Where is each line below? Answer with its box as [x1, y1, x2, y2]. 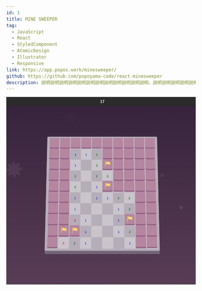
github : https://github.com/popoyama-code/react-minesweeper [6, 73, 163, 79]
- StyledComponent [11, 41, 58, 47]
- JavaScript [11, 29, 44, 35]
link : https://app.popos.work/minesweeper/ [6, 67, 117, 73]
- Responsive [11, 60, 44, 66]
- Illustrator [11, 54, 47, 60]
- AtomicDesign [11, 48, 50, 54]
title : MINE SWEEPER [6, 16, 58, 22]
